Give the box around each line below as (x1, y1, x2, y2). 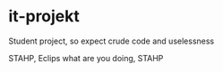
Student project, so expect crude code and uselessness (8, 36, 215, 46)
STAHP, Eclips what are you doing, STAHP (8, 52, 164, 63)
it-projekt (8, 6, 80, 27)
